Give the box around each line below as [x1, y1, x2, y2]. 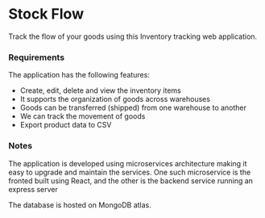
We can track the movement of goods [19, 111, 146, 121]
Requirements [8, 52, 65, 63]
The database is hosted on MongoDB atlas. [8, 199, 151, 210]
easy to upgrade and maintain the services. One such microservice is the [8, 167, 251, 177]
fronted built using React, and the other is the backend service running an [8, 175, 254, 186]
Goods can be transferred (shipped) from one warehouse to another [19, 103, 247, 113]
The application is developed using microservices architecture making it [8, 158, 247, 168]
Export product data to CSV [19, 120, 112, 130]
